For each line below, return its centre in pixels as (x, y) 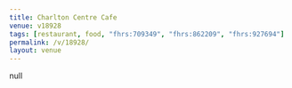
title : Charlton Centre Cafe (63, 17)
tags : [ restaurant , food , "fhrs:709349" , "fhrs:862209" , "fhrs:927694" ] (147, 34)
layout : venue (36, 51)
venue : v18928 (36, 26)
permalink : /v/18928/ (49, 42)
